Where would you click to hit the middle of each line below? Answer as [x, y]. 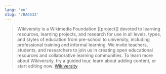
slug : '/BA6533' [22, 14]
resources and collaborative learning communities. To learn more [85, 55]
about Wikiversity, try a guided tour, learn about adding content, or [87, 60]
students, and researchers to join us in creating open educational [85, 50]
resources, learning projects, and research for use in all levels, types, [89, 34]
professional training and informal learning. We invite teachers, [82, 44]
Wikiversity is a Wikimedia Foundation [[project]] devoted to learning [89, 28]
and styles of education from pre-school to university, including [84, 39]
